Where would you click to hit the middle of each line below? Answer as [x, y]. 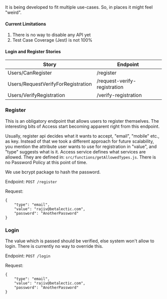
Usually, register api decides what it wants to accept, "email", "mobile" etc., [82, 136]
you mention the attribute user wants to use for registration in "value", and [81, 147]
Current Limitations [26, 24]
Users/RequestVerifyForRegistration [50, 84]
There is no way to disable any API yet [51, 35]
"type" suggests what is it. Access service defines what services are [76, 151]
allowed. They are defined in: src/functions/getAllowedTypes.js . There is [81, 157]
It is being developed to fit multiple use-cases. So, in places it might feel [79, 7]
